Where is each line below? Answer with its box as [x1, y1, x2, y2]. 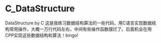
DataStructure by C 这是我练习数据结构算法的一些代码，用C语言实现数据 [5, 20, 152, 26]
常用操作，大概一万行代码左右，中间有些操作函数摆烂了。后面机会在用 [9, 26, 152, 32]
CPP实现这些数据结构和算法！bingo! [5, 32, 79, 38]
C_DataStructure [5, 3, 75, 14]
